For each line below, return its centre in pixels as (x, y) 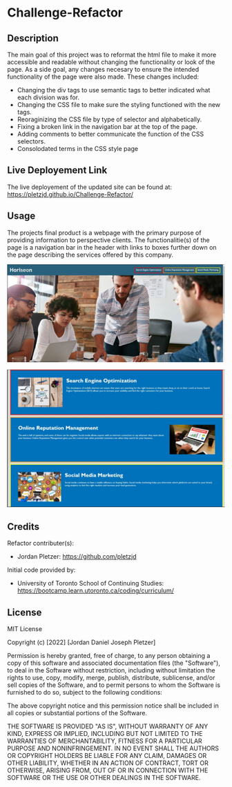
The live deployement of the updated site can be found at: (90, 187)
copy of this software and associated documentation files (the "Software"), (114, 663)
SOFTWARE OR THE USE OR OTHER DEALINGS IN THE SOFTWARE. (104, 778)
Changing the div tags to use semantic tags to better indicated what (114, 90)
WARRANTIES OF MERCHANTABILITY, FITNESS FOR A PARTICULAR (105, 741)
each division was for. (48, 97)
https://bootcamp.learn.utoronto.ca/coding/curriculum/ (96, 590)
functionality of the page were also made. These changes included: (103, 77)
